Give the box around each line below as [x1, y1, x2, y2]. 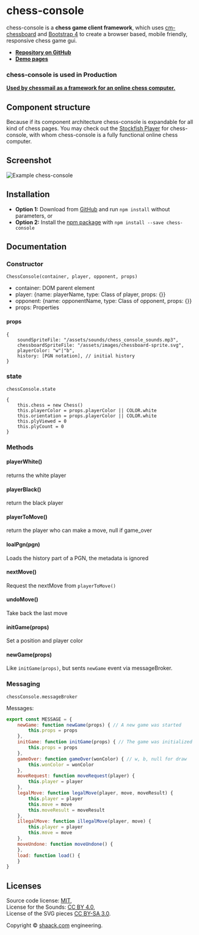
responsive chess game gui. [6, 37, 78, 44]
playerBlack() [6, 486, 42, 493]
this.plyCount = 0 [17, 423, 64, 429]
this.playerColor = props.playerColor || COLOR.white [17, 407, 157, 413]
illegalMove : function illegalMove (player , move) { [17, 818, 151, 824]
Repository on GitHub [15, 48, 71, 56]
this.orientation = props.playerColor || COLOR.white [17, 413, 157, 419]
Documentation [6, 242, 67, 252]
